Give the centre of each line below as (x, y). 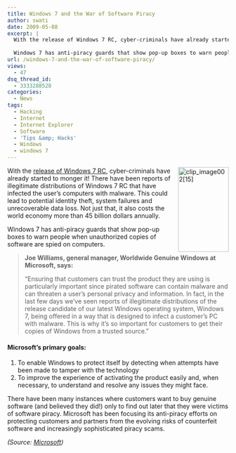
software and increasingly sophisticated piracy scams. (86, 428)
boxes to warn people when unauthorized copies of (82, 237)
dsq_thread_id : (29, 79)
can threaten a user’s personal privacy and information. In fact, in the (124, 294)
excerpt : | (23, 33)
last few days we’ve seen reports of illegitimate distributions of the (120, 301)
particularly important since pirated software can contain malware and (126, 286)
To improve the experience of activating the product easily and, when (118, 378)
